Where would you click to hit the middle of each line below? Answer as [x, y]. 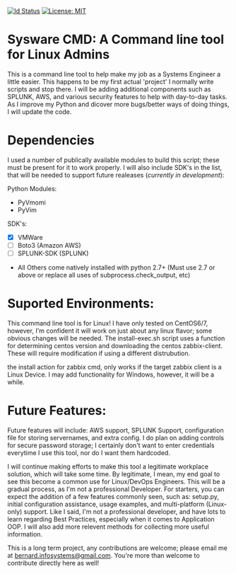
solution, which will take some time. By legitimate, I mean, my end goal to [114, 473]
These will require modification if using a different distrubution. [99, 353]
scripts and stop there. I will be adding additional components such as [109, 89]
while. [16, 382]
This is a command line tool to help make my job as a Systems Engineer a [114, 74]
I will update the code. [40, 111]
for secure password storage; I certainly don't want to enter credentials [111, 445]
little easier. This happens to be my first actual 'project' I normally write [111, 81]
